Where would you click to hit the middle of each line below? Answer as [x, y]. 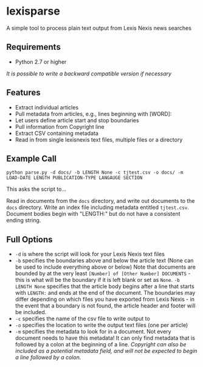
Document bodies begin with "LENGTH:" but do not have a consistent [93, 214]
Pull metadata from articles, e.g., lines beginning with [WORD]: [93, 114]
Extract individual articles [47, 107]
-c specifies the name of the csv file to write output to [82, 319]
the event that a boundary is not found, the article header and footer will [105, 306]
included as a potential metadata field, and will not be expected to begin [106, 351]
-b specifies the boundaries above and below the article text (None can [104, 261]
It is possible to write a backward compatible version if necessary [89, 74]
